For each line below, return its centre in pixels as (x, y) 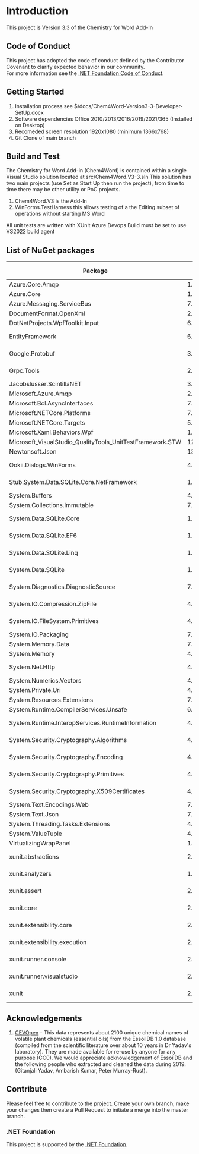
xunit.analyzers (30, 874)
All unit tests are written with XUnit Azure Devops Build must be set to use (96, 225)
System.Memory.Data (39, 644)
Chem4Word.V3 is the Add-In (51, 201)
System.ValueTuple (36, 834)
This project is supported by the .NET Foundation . (67, 1144)
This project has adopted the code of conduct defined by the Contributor (95, 60)
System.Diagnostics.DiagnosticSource (62, 587)
